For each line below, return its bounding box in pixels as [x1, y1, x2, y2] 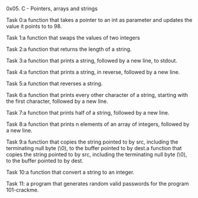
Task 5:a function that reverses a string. [6, 80, 103, 87]
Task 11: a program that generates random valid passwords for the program [6, 180, 189, 187]
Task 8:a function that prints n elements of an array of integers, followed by [6, 121, 190, 128]
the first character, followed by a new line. [6, 98, 108, 105]
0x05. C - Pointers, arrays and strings [6, 5, 98, 12]
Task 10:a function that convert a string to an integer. [6, 168, 135, 176]
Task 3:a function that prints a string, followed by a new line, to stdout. [6, 57, 177, 64]
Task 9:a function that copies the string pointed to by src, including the [6, 138, 178, 145]
